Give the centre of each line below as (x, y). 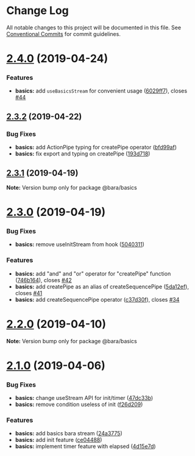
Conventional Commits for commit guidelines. (63, 34)
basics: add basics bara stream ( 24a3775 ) (69, 433)
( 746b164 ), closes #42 (43, 280)
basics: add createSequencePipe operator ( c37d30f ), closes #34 (97, 299)
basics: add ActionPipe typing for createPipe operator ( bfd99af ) (96, 148)
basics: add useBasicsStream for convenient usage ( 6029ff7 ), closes (101, 91)
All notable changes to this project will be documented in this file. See (94, 27)
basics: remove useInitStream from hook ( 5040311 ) (80, 244)
